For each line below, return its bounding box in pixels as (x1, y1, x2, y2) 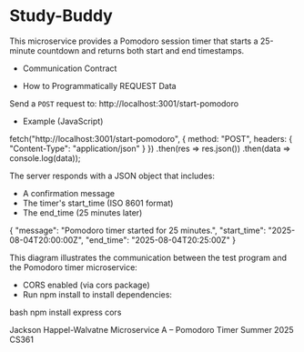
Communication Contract (22, 63, 117, 74)
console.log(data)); (9, 152, 81, 164)
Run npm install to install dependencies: (22, 288, 173, 300)
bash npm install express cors (9, 307, 122, 317)
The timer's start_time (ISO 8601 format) (22, 197, 174, 208)
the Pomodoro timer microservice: (9, 261, 138, 273)
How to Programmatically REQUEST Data (22, 80, 177, 91)
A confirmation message (22, 187, 116, 198)
